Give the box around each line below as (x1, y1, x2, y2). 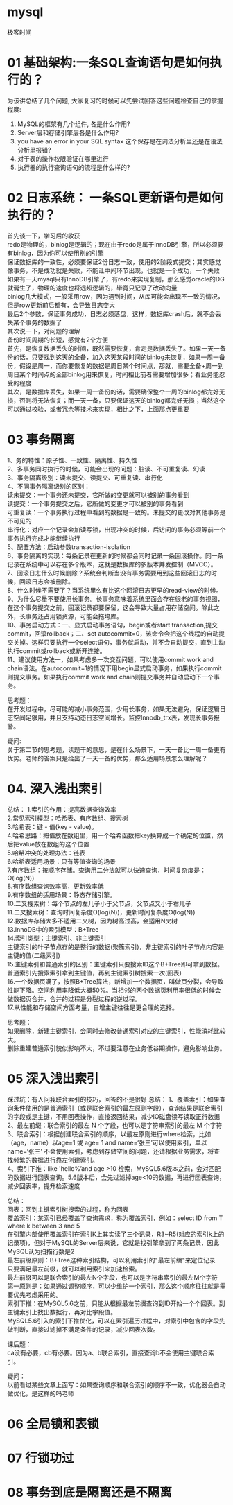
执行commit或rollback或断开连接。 (7, 646, 106, 655)
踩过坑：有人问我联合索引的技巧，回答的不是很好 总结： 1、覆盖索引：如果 (7, 1095, 220, 1103)
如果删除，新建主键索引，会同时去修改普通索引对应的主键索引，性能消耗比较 (7, 1027, 226, 1035)
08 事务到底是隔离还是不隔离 (7, 1485, 172, 1501)
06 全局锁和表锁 (7, 1416, 99, 1432)
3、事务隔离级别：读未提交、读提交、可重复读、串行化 (7, 473, 163, 482)
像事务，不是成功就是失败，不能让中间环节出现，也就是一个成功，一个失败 (7, 266, 220, 275)
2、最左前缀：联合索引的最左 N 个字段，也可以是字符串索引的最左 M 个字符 (7, 1121, 223, 1129)
